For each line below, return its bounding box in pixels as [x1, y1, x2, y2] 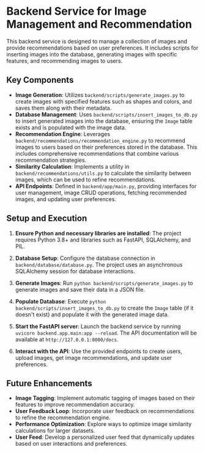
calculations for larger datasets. [15, 427, 95, 435]
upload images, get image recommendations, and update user [15, 354, 173, 361]
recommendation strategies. [15, 156, 87, 164]
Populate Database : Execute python [15, 297, 106, 305]
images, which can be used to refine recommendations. [15, 176, 156, 183]
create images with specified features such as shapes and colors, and [15, 97, 192, 105]
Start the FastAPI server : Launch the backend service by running [15, 322, 181, 330]
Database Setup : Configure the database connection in [15, 254, 155, 262]
